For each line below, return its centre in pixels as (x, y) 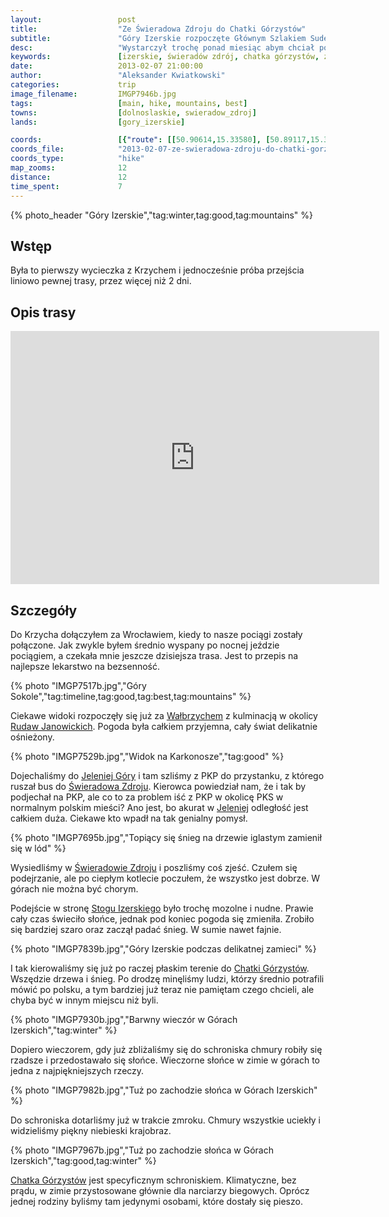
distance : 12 (69, 177)
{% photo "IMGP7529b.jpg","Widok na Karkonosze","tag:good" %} (147, 756)
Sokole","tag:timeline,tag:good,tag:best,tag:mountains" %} (131, 696)
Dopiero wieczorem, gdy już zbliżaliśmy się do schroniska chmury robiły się (166, 1049)
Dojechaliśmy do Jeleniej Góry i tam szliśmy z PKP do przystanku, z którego (167, 775)
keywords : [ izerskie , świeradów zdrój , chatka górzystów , (165, 57)
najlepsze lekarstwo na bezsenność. (85, 666)
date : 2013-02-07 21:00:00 (106, 66)
